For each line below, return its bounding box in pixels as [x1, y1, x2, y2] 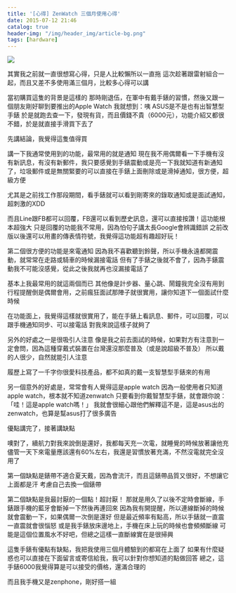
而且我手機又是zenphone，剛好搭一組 [7, 578, 117, 586]
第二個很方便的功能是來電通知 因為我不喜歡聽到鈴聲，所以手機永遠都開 [7, 247, 212, 255]
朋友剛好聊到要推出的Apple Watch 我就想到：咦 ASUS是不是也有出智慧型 [13, 102, 225, 111]
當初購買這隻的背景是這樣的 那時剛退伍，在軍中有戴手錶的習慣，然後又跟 [7, 93, 218, 102]
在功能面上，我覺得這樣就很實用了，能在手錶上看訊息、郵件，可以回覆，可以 [7, 312, 229, 320]
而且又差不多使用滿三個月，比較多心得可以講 [19, 79, 149, 87]
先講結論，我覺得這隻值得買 [7, 135, 88, 143]
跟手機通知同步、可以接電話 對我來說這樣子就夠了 [7, 321, 151, 329]
